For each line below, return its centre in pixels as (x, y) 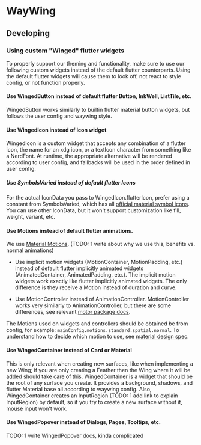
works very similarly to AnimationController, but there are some (93, 305)
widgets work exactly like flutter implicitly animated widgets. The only (101, 281)
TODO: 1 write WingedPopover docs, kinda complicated (75, 435)
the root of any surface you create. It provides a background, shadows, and (100, 382)
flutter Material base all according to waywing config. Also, (79, 389)
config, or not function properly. (46, 82)
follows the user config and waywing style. (59, 116)
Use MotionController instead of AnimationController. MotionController (102, 299)
